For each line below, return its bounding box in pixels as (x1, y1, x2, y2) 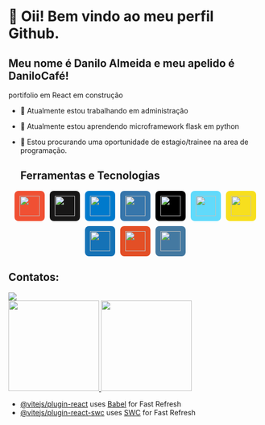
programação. (19, 146, 68, 155)
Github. (8, 24, 60, 43)
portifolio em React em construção (8, 90, 123, 100)
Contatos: (8, 270, 60, 284)
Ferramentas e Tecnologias (19, 169, 160, 183)
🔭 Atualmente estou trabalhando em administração (19, 106, 188, 115)
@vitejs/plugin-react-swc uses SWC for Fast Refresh (19, 407, 196, 417)
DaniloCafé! (8, 68, 69, 83)
